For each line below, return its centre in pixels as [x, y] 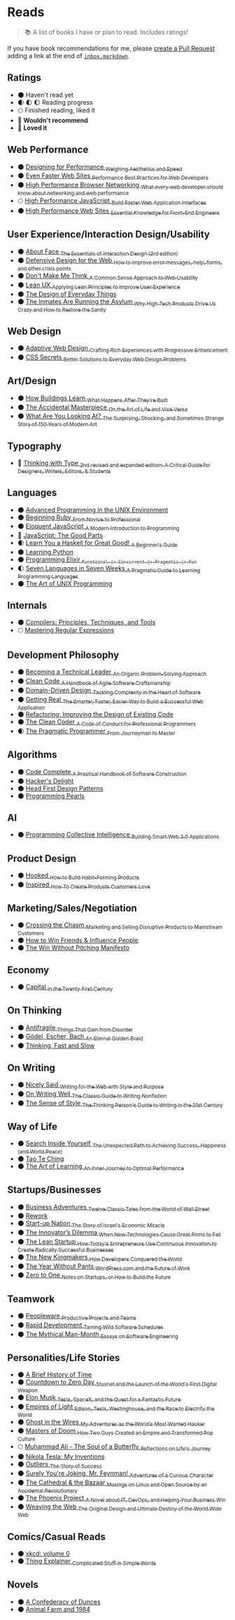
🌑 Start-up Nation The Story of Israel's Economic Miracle [91, 1224]
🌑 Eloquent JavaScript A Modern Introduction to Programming [98, 527]
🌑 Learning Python [45, 552]
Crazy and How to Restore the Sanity [62, 310]
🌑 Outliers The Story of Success [59, 1465]
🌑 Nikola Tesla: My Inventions [61, 1456]
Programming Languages [48, 576]
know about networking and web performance [73, 193]
